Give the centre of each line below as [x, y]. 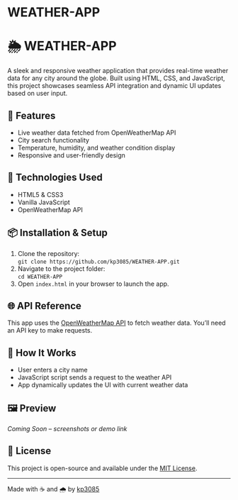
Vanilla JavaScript [44, 202]
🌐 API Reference [44, 306]
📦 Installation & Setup [58, 233]
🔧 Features [32, 115]
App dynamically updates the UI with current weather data [103, 385]
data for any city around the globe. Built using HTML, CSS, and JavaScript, [116, 78]
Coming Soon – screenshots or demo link [67, 429]
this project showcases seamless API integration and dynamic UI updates [114, 86]
